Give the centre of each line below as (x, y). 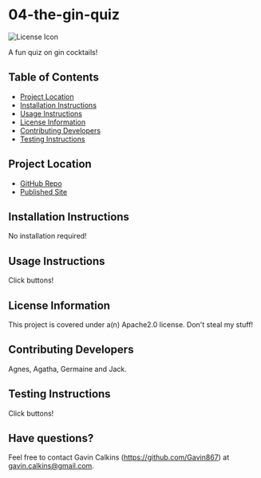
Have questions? (51, 438)
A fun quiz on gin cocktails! (53, 52)
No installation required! (47, 236)
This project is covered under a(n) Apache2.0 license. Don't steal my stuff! (131, 324)
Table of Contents (54, 77)
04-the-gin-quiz (64, 15)
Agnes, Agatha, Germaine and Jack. (68, 369)
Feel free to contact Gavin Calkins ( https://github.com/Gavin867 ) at (119, 457)
